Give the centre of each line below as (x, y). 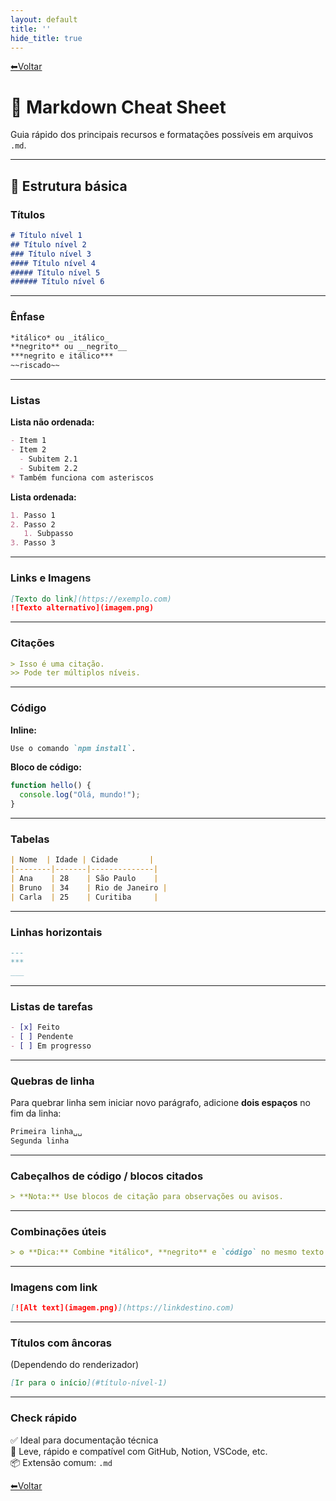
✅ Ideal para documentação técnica (84, 1440)
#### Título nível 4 (53, 263)
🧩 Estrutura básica (69, 186)
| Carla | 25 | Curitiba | (84, 897)
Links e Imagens (51, 578)
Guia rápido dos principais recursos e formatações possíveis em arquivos (162, 135)
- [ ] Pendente (42, 1036)
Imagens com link (54, 1287)
